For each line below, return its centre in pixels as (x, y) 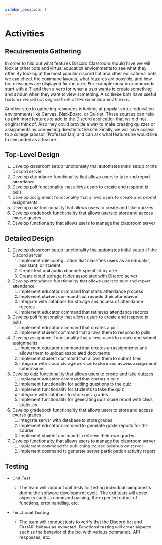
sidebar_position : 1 (26, 9)
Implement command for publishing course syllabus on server (81, 446)
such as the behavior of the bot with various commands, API (80, 532)
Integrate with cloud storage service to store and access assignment (88, 363)
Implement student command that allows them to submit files (80, 358)
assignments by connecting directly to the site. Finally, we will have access (80, 129)
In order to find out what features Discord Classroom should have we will (78, 63)
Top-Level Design (32, 155)
